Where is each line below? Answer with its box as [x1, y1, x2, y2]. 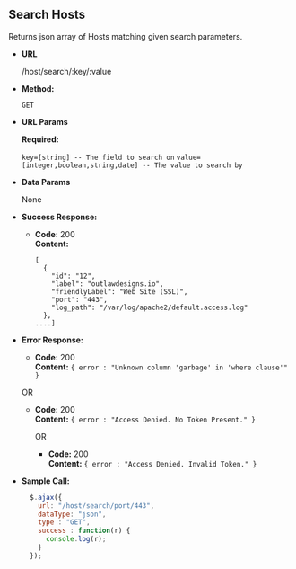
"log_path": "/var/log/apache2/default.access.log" [51, 303, 248, 312]
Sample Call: [21, 476, 70, 486]
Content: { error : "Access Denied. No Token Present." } [34, 413, 257, 424]
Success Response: [21, 211, 98, 222]
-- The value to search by [142, 161, 243, 170]
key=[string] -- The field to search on [21, 153, 175, 162]
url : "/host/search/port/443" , [38, 501, 155, 511]
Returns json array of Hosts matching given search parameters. [8, 31, 243, 41]
